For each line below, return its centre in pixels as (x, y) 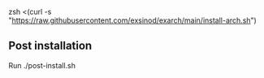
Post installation (50, 46)
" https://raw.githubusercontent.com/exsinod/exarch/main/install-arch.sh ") (133, 20)
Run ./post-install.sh (42, 65)
